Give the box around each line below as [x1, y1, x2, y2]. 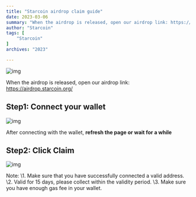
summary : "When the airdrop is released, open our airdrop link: [6, 19, 168, 25]
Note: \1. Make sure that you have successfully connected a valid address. [6, 173, 185, 180]
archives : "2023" [6, 47, 48, 52]
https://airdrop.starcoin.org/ [6, 85, 73, 92]
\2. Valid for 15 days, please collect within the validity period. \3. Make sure [6, 178, 186, 185]
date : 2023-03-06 [6, 14, 48, 20]
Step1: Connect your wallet [6, 102, 106, 112]
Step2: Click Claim [6, 145, 75, 155]
